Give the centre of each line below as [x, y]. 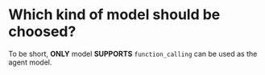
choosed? [42, 32]
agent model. [30, 62]
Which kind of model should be [114, 15]
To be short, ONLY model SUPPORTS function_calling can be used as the [133, 53]
